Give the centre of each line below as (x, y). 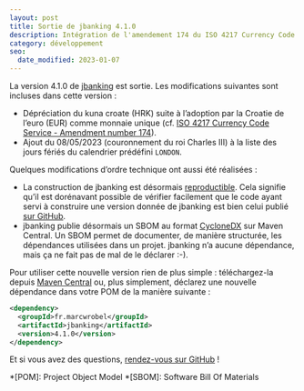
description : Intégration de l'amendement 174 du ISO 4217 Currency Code (152, 35)
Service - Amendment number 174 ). (90, 132)
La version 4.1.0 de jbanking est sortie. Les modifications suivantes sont (144, 86)
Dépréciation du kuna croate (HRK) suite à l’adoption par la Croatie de (153, 113)
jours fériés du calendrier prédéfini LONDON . (102, 152)
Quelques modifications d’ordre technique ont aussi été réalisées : (133, 170)
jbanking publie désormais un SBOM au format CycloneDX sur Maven (153, 226)
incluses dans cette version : (63, 95)
